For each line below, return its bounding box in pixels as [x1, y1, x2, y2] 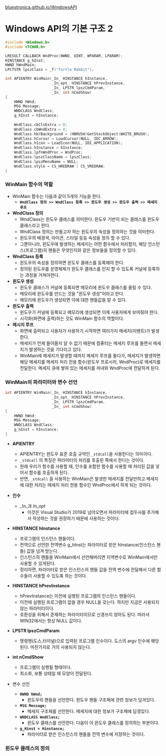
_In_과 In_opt [19, 503, 46, 509]
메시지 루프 [12, 321, 34, 327]
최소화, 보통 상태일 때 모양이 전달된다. [19, 670, 93, 676]
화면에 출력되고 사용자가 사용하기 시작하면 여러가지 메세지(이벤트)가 [19, 327, 150, 334]
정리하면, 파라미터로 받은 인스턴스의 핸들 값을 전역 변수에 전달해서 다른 [19, 567, 156, 572]
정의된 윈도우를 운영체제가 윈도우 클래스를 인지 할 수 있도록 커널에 [19, 265, 147, 272]
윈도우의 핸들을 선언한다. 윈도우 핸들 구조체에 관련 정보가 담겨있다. [27, 696, 156, 702]
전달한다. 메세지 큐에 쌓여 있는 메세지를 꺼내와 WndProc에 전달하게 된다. [19, 365, 160, 371]
